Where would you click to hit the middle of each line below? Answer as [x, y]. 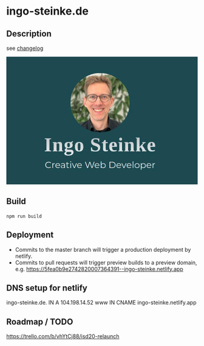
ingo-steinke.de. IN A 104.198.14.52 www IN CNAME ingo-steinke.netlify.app [101, 303]
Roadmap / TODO [40, 321]
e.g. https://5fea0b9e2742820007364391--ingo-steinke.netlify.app [99, 269]
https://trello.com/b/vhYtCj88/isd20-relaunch [63, 336]
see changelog [25, 48]
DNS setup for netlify [47, 288]
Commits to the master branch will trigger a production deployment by [103, 249]
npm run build [24, 216]
